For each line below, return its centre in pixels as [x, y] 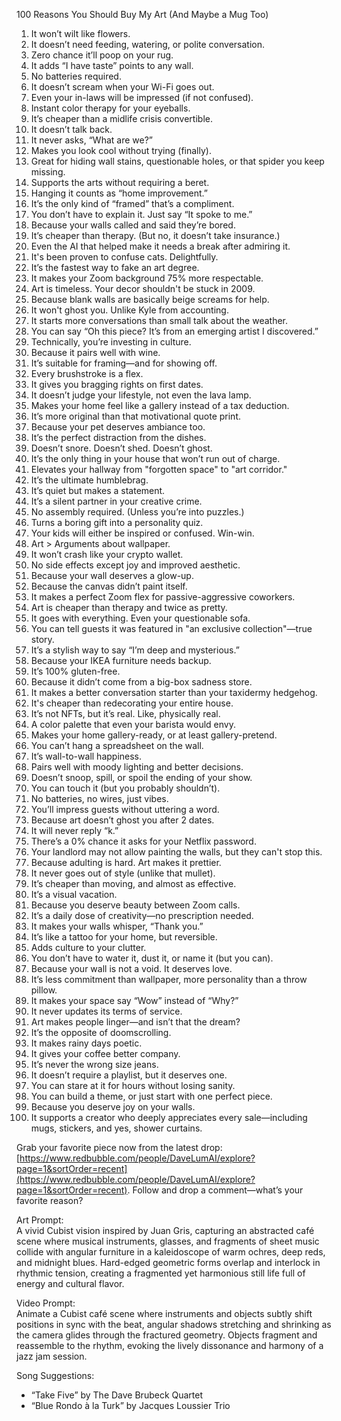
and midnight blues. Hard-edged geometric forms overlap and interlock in [168, 1262]
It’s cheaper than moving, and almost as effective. [133, 883]
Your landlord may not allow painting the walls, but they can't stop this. [176, 852]
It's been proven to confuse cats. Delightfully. [124, 257]
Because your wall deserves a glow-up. [112, 575]
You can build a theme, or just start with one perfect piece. [151, 1096]
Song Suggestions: [55, 1375]
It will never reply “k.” [74, 830]
